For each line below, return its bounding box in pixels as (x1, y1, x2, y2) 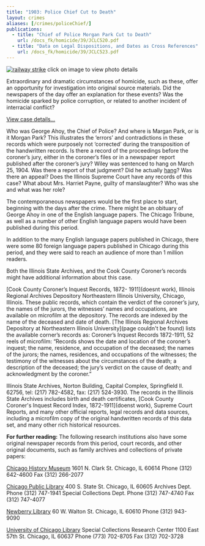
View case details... (6, 115, 56, 123)
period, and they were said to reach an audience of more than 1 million (6, 249, 184, 256)
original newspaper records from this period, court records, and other (6, 439, 182, 447)
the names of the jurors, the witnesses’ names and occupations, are (6, 305, 177, 313)
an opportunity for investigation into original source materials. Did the (6, 84, 182, 91)
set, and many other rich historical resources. (6, 421, 121, 428)
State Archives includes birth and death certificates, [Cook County (6, 395, 174, 402)
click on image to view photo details (47, 66, 138, 73)
